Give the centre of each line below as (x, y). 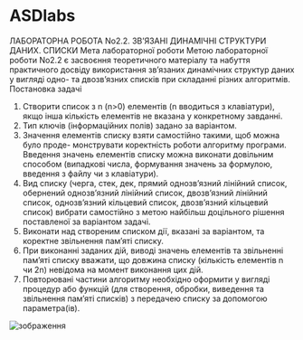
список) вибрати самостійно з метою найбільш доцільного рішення (153, 212)
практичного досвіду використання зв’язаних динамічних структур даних (152, 70)
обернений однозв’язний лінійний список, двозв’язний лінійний (145, 193)
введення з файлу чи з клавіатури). (90, 174)
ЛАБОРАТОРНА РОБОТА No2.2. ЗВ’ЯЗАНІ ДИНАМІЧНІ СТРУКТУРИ (138, 41)
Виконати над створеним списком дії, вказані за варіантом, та (143, 231)
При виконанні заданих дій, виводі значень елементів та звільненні (153, 250)
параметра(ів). (51, 307)
